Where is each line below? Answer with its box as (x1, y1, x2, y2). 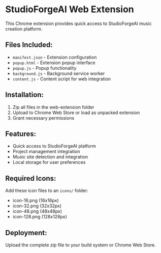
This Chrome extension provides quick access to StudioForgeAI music (5, 20, 152, 26)
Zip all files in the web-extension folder (12, 104, 95, 110)
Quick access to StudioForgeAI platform (12, 143, 96, 149)
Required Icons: (5, 174, 56, 183)
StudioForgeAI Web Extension (5, 4, 135, 15)
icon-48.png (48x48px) (12, 208, 62, 214)
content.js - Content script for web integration (12, 75, 111, 82)
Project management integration (12, 149, 80, 155)
